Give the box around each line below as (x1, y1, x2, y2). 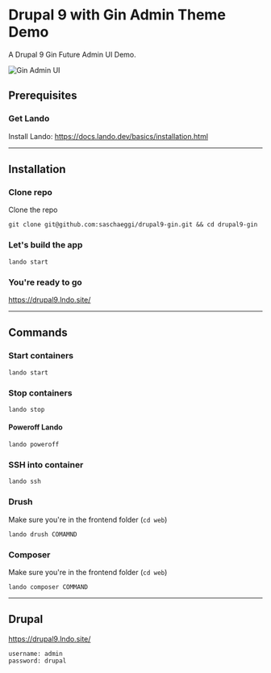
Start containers (8, 350, 74, 362)
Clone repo (8, 186, 52, 197)
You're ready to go (8, 277, 82, 288)
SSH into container (8, 459, 84, 471)
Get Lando (8, 113, 50, 125)
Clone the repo (8, 205, 58, 215)
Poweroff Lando (8, 422, 63, 432)
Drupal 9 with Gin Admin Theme (8, 6, 226, 24)
